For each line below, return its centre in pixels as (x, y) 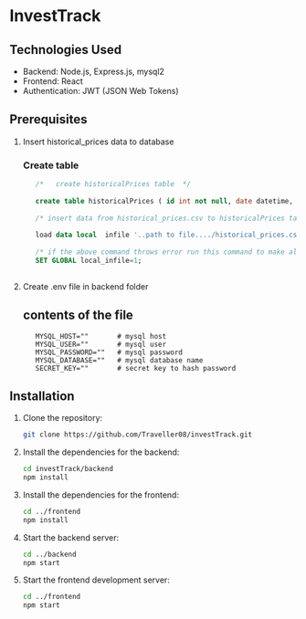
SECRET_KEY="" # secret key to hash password (136, 368)
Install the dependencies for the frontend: (101, 495)
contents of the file (78, 315)
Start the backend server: (71, 537)
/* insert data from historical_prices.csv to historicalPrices (160, 218)
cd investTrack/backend (68, 469)
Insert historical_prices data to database (98, 142)
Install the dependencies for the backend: (101, 452)
